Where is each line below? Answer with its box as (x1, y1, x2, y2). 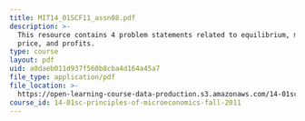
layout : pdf (9, 55, 54, 65)
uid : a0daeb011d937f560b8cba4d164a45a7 (9, 65, 161, 74)
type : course (9, 47, 59, 56)
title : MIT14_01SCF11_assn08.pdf (9, 13, 136, 23)
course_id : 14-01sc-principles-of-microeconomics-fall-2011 (9, 97, 242, 107)
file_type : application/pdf (9, 73, 116, 82)
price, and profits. (17, 38, 95, 48)
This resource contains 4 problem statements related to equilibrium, (17, 30, 290, 39)
